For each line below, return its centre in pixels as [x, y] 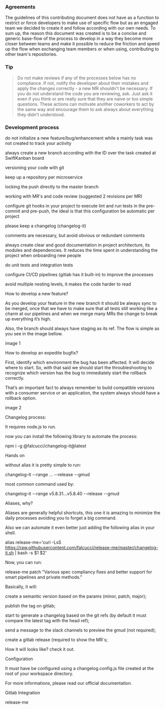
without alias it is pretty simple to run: [43, 465]
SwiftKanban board [25, 158]
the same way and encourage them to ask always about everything [85, 109]
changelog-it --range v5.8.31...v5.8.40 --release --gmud [62, 494]
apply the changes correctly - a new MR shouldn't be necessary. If [85, 88]
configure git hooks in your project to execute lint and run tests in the [75, 206]
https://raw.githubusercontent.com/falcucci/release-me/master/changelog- [82, 547]
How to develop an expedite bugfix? [42, 353]
